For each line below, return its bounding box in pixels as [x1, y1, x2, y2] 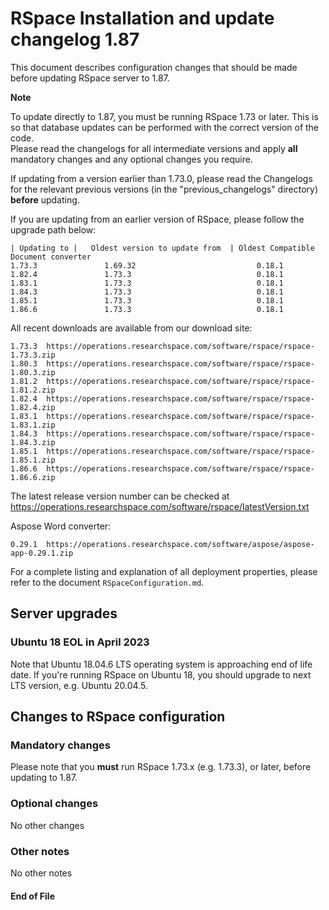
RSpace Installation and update [10, 7, 275, 30]
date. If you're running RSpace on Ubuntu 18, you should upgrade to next [10, 668, 312, 681]
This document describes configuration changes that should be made [10, 61, 298, 73]
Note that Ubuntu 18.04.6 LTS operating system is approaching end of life [10, 658, 313, 670]
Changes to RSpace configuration [10, 708, 226, 726]
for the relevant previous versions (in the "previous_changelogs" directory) [10, 183, 319, 195]
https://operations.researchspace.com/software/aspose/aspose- [46, 539, 315, 549]
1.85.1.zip [10, 455, 56, 465]
